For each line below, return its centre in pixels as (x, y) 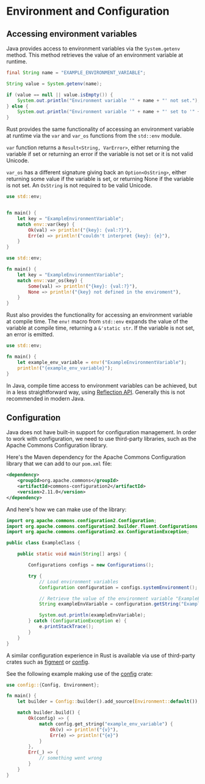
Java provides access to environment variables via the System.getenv (93, 48)
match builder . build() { (49, 713)
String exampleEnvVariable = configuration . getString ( (110, 604)
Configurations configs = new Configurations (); (91, 565)
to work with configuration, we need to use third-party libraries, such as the (101, 439)
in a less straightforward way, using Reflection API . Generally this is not (95, 392)
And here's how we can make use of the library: (67, 509)
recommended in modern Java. (46, 398)
